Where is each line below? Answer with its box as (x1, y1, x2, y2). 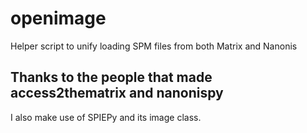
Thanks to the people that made (10, 69, 213, 86)
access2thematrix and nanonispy (10, 85, 224, 102)
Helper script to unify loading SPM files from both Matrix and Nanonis (10, 40, 298, 52)
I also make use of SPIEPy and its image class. (10, 111, 202, 123)
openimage (10, 7, 107, 30)
